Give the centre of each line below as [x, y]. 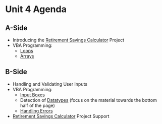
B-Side [16, 72]
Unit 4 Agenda [36, 9]
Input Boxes [33, 95]
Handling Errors [36, 111]
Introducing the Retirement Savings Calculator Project [68, 40]
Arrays [27, 56]
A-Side [16, 28]
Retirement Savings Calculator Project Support [61, 116]
